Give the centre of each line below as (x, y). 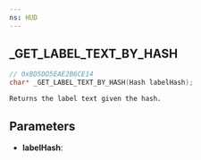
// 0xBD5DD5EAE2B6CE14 (51, 74)
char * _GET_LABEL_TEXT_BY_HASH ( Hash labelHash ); (101, 83)
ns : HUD (24, 17)
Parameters (42, 126)
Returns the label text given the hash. (86, 99)
